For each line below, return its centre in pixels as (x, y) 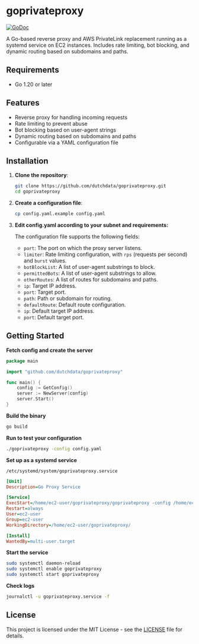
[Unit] (14, 481)
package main (22, 361)
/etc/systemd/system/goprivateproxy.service (62, 471)
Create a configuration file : (49, 203)
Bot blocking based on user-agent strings (65, 130)
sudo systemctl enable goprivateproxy (54, 569)
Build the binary (26, 415)
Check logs (20, 586)
